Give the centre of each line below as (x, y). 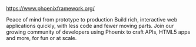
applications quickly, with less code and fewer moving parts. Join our (90, 26)
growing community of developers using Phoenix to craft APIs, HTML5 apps (98, 32)
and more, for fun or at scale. (41, 38)
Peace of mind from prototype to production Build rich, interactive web (92, 19)
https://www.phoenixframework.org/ (51, 8)
